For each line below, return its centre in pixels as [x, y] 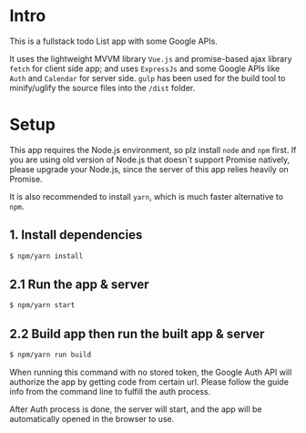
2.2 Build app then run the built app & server [137, 334]
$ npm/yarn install [46, 256]
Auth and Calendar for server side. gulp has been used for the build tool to [148, 77]
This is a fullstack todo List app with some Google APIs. [114, 41]
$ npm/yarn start [42, 305]
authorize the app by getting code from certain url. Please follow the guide [149, 381]
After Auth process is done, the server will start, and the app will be [136, 409]
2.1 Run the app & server [79, 284]
